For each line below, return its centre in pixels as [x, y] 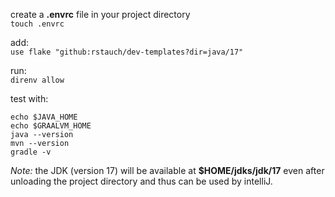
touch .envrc [37, 24]
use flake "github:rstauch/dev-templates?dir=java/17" [127, 52]
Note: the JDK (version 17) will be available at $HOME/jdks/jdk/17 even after [167, 170]
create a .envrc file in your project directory [100, 14]
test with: [29, 98]
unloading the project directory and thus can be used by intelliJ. [141, 181]
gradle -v [31, 152]
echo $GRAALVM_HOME [51, 126]
